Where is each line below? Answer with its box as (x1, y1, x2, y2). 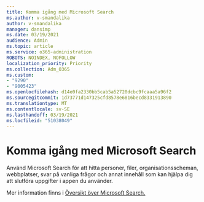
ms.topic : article (6, 44, 53, 50)
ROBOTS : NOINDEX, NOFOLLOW (6, 55, 76, 61)
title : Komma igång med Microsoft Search (6, 9, 114, 15)
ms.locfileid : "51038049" (6, 117, 73, 123)
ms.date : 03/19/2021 (6, 32, 60, 38)
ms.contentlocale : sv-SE (6, 106, 70, 112)
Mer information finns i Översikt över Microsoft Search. (6, 189, 146, 196)
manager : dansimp (6, 26, 51, 33)
